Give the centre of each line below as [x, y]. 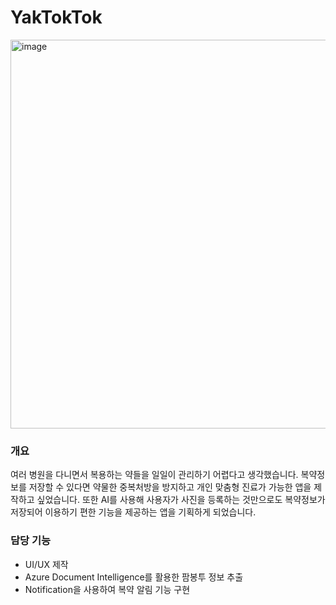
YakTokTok [56, 17]
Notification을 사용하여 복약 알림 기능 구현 [107, 589]
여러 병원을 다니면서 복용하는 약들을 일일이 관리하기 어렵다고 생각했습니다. [154, 475]
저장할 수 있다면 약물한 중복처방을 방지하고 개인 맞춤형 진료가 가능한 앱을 [170, 487]
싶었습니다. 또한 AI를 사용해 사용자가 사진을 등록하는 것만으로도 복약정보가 [181, 500]
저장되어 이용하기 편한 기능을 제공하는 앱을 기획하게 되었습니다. [133, 512]
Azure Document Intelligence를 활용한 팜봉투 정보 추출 [134, 577]
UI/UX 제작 [46, 564]
